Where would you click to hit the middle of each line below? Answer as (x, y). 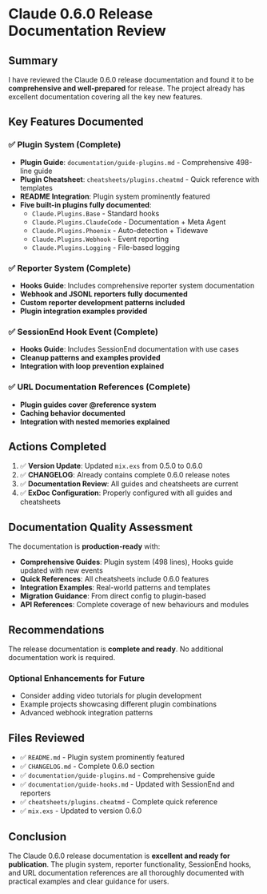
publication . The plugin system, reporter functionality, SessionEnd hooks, (130, 864)
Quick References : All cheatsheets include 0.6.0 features (114, 579)
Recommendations (56, 630)
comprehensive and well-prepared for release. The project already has (127, 88)
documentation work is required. (62, 658)
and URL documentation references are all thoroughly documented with (126, 872)
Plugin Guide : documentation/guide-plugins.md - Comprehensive (127, 162)
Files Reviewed (47, 738)
